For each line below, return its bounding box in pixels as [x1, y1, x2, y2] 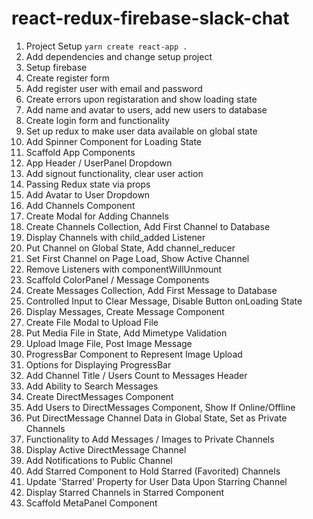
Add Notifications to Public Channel [25, 454, 173, 466]
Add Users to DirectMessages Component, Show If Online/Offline [25, 401, 296, 413]
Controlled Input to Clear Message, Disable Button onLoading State [25, 295, 303, 307]
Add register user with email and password [25, 82, 203, 94]
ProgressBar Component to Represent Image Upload [25, 348, 243, 360]
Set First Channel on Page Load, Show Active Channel [25, 252, 250, 264]
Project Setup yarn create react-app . [25, 40, 188, 52]
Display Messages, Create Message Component [25, 305, 225, 317]
